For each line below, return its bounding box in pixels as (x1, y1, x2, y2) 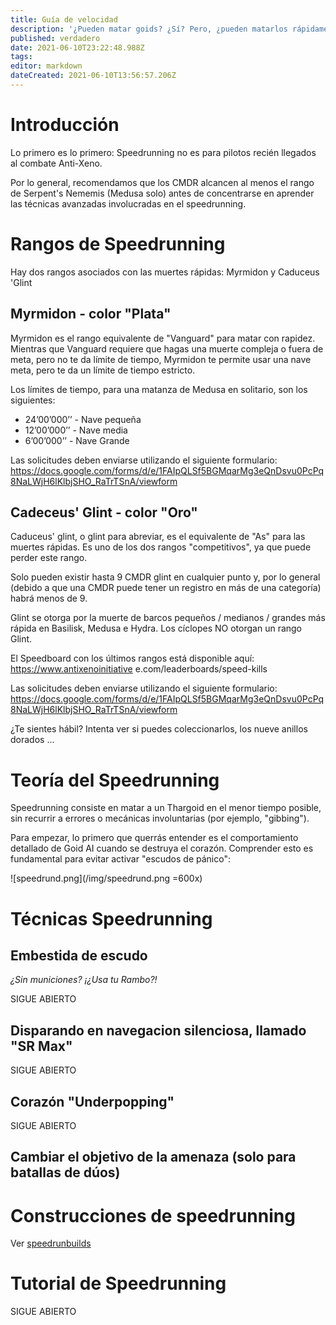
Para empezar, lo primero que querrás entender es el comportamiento (10, 832, 299, 844)
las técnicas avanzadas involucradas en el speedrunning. (10, 197, 247, 210)
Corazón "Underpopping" (10, 1093, 175, 1110)
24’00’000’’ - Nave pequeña (24, 413, 142, 425)
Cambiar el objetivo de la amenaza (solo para (10, 1149, 297, 1166)
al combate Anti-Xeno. (10, 157, 103, 169)
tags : (10, 52, 33, 62)
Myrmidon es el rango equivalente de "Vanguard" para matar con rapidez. (10, 332, 316, 344)
